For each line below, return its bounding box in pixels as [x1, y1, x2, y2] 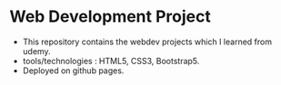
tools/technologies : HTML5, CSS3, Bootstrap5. [22, 55, 200, 66]
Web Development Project [9, 6, 211, 27]
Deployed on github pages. [22, 65, 125, 76]
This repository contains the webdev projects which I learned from [22, 36, 273, 47]
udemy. [22, 45, 52, 56]
